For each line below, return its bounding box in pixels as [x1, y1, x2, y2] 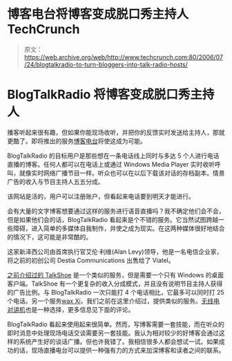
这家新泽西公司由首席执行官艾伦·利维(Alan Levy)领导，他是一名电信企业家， [7, 247, 223, 256]
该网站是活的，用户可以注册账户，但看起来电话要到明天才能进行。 [7, 192, 195, 201]
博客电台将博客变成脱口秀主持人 [7, 6, 189, 22]
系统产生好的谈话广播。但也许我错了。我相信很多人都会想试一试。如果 [19, 337, 219, 346]
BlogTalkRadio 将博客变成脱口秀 [7, 87, 191, 102]
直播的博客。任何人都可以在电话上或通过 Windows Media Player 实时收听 [7, 160, 215, 168]
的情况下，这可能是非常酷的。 [7, 232, 92, 241]
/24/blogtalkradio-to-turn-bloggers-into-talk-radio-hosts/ [23, 60, 188, 68]
